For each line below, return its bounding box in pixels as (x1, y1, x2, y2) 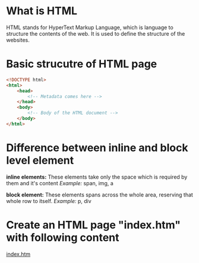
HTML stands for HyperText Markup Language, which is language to (6, 24, 173, 31)
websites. (6, 36, 30, 43)
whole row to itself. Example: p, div (6, 197, 92, 204)
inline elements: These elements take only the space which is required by (6, 173, 188, 180)
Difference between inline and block (6, 141, 188, 154)
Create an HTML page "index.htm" (6, 218, 181, 232)
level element (6, 153, 74, 167)
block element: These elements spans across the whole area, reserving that (6, 191, 193, 198)
